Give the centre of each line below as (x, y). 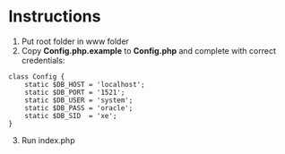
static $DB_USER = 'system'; (79, 100)
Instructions (55, 17)
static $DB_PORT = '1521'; (75, 92)
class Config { (37, 77)
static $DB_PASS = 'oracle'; (79, 108)
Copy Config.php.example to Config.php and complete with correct (149, 50)
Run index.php (48, 140)
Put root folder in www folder (75, 41)
